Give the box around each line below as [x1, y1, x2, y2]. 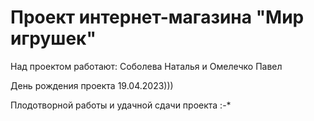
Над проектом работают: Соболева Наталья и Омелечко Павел [10, 60, 283, 72]
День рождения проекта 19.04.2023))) [10, 79, 174, 91]
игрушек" [10, 27, 97, 50]
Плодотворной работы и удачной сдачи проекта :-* [10, 99, 232, 111]
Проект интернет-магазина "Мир [10, 6, 305, 29]
